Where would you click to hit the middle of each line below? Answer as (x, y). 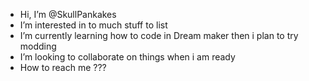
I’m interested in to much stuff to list (93, 25)
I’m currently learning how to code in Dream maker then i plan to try (159, 35)
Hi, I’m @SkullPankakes (68, 14)
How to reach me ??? (63, 67)
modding (38, 46)
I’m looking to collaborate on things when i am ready (127, 57)
